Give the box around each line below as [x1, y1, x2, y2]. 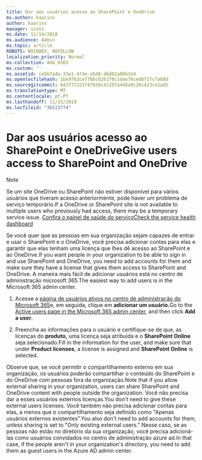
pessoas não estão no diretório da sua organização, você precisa [6, 428, 169, 435]
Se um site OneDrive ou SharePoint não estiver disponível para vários [6, 188, 179, 195]
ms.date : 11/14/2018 [6, 31, 58, 38]
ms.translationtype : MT [6, 88, 66, 94]
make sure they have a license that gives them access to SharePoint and [6, 264, 186, 271]
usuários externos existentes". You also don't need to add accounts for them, [6, 415, 197, 422]
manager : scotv [6, 25, 45, 32]
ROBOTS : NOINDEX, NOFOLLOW [6, 48, 74, 54]
